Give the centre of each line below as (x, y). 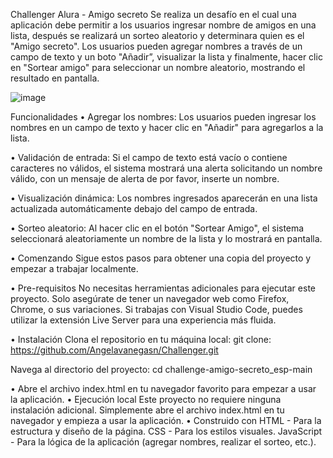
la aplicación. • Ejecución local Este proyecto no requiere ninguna (146, 399)
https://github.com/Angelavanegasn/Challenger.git (114, 350)
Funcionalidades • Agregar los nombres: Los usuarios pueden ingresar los (163, 117)
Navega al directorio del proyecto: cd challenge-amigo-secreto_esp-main (161, 369)
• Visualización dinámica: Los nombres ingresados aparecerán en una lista (164, 198)
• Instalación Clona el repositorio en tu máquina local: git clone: (141, 339)
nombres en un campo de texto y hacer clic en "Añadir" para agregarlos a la (167, 127)
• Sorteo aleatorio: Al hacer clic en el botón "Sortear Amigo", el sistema (157, 228)
